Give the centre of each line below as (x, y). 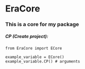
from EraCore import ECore (34, 48)
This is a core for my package (42, 24)
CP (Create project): (27, 36)
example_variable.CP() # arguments (43, 61)
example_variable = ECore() (35, 57)
